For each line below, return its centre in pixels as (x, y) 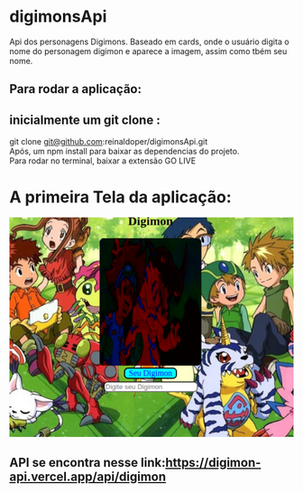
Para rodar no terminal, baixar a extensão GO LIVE (103, 161)
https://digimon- (213, 462)
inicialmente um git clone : (85, 120)
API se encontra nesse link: (87, 462)
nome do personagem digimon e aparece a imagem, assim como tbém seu (148, 51)
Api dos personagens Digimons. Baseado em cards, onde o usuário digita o (150, 42)
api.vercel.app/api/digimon (88, 476)
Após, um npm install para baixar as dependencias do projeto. (124, 152)
